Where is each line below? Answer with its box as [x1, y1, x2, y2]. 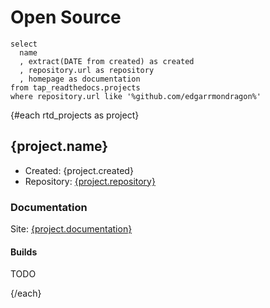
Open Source [10, 6, 122, 29]
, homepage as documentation [19, 74, 141, 84]
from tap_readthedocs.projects [10, 82, 141, 93]
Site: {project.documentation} [10, 223, 133, 235]
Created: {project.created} [24, 164, 134, 176]
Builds [10, 246, 38, 258]
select [10, 39, 38, 49]
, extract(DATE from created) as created [19, 56, 195, 66]
